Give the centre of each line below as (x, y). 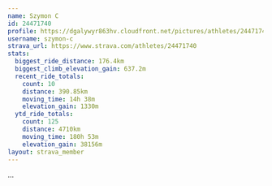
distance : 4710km (52, 129)
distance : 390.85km (55, 91)
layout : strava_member (46, 152)
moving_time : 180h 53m (60, 136)
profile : (22, 31)
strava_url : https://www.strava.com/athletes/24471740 (102, 46)
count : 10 (39, 84)
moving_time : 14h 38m (58, 99)
